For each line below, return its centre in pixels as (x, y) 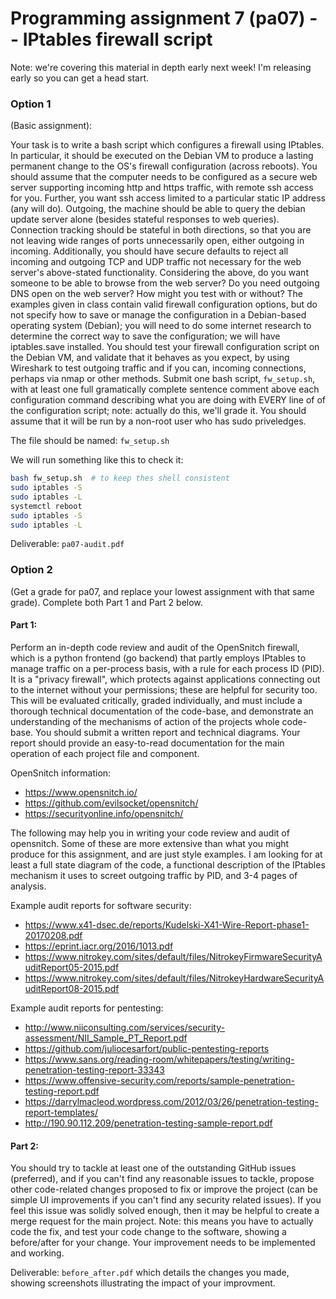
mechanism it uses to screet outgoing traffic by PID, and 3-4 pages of (154, 875)
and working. (37, 1253)
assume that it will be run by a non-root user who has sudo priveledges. (158, 421)
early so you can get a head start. (80, 78)
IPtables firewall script (117, 39)
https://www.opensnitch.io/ (81, 792)
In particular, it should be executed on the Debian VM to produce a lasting (162, 156)
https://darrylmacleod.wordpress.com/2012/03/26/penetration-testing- (171, 1101)
